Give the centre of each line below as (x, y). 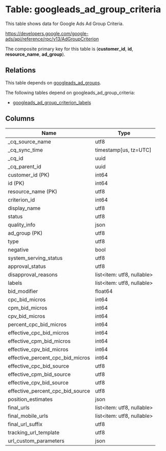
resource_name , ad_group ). (35, 54)
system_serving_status (35, 258)
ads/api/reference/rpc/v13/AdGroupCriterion (52, 39)
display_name (24, 208)
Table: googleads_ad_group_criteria (83, 9)
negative (18, 250)
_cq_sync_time (26, 150)
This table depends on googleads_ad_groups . (53, 82)
